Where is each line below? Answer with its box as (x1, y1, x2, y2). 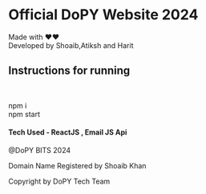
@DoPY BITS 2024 (8, 145, 71, 155)
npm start (8, 109, 41, 119)
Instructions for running (8, 64, 131, 78)
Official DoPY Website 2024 (8, 6, 199, 24)
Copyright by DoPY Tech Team (8, 176, 111, 186)
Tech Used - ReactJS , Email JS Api (8, 127, 127, 137)
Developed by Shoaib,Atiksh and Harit (8, 40, 134, 50)
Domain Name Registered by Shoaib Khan (8, 160, 147, 170)
